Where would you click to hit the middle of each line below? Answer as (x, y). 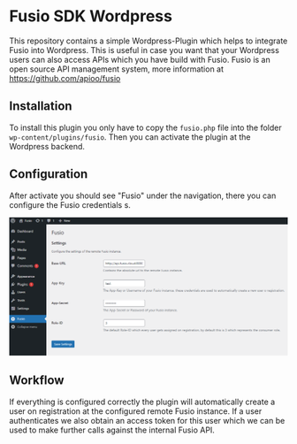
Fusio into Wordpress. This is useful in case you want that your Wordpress (145, 50)
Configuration (49, 174)
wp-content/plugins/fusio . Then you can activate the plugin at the (130, 137)
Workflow (37, 381)
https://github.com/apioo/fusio (65, 78)
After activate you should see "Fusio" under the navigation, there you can (143, 195)
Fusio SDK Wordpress (91, 16)
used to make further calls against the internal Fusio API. (112, 430)
